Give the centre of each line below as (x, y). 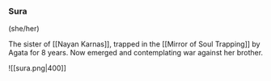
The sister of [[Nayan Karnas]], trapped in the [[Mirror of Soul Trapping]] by (134, 44)
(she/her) (24, 29)
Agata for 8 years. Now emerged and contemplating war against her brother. (136, 53)
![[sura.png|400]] (38, 68)
